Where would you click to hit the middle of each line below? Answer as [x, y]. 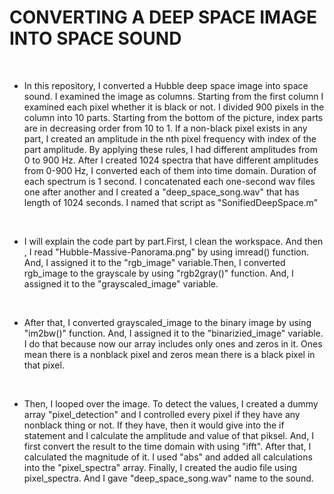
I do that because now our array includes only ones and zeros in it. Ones [173, 343]
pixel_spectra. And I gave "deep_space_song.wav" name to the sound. [168, 478]
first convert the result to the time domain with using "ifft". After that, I [167, 446]
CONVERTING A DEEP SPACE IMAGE [163, 17]
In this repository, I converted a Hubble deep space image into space [166, 85]
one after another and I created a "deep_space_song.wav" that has [161, 192]
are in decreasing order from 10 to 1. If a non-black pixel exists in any [165, 128]
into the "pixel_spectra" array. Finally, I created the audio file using [160, 467]
